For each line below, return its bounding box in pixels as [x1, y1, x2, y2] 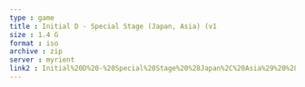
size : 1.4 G [9, 30, 59, 39]
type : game [9, 13, 54, 23]
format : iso [9, 38, 59, 48]
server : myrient [9, 55, 75, 64]
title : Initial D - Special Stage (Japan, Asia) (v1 [9, 22, 218, 31]
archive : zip [9, 47, 64, 56]
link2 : [9, 64, 39, 73]
